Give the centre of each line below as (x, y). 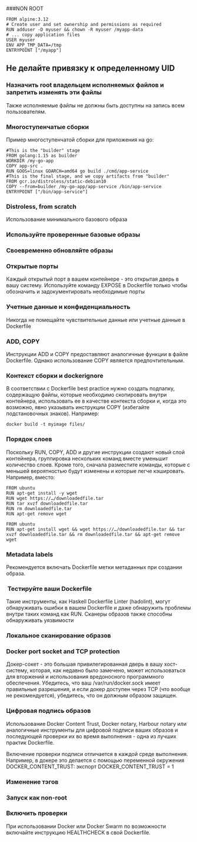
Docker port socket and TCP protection (63, 652)
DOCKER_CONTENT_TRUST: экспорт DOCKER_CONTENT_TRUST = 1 (90, 767)
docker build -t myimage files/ (46, 425)
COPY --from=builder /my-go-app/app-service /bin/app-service (84, 186)
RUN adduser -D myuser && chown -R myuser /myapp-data (75, 29)
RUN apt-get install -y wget (42, 493)
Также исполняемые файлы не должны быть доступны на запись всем (96, 105)
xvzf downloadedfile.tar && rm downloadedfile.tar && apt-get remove (93, 534)
